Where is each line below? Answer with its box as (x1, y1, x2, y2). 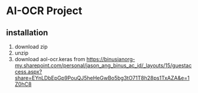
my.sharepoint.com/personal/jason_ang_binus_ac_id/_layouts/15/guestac (14, 62, 192, 69)
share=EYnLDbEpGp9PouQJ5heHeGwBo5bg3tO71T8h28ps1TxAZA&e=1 (14, 75, 190, 81)
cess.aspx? (14, 68, 42, 75)
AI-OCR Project (6, 4, 82, 18)
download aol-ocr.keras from (14, 56, 85, 62)
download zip (14, 43, 48, 50)
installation (6, 28, 48, 38)
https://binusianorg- (86, 56, 136, 62)
